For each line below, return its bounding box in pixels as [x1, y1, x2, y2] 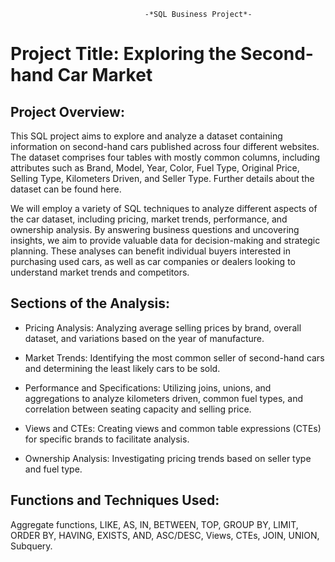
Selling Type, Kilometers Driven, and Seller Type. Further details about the [10, 173, 315, 184]
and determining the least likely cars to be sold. [24, 362, 221, 374]
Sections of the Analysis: [10, 295, 170, 312]
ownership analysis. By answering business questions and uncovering [10, 224, 300, 235]
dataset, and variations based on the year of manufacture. [24, 332, 265, 344]
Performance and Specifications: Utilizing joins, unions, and [24, 381, 272, 394]
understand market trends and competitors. [10, 266, 190, 278]
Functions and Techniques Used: [10, 492, 220, 509]
